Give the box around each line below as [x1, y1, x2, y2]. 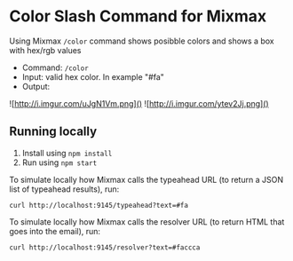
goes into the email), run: [9, 225, 100, 236]
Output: [21, 81, 51, 91]
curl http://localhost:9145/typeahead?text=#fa [9, 201, 189, 210]
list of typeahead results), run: [9, 184, 120, 194]
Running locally [9, 124, 98, 139]
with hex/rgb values [9, 44, 82, 55]
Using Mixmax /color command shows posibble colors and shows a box [9, 36, 274, 46]
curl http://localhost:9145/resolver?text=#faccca [9, 242, 201, 252]
